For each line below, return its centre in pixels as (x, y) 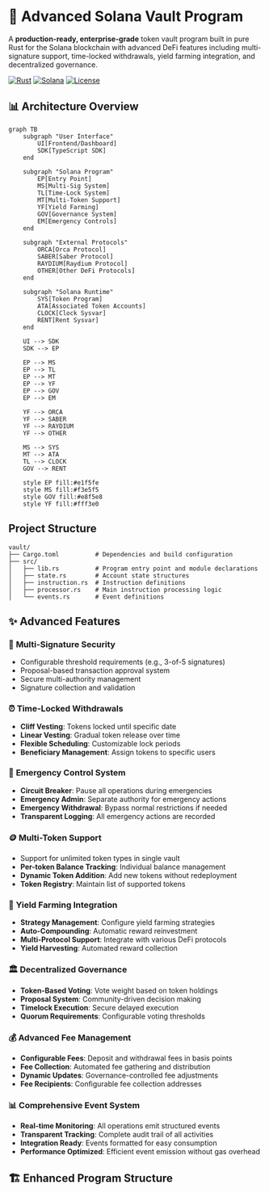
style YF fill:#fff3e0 (61, 504)
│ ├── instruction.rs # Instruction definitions (97, 582)
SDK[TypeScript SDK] (72, 150)
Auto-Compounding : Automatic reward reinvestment (109, 931)
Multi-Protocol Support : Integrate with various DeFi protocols (123, 939)
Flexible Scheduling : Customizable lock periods (100, 743)
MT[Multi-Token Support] (79, 200)
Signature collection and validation (78, 688)
